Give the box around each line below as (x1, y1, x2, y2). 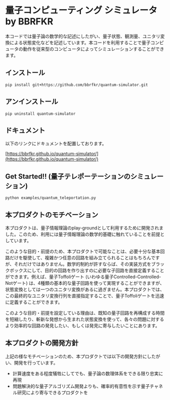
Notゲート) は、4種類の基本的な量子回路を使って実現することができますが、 (5, 280, 164, 286)
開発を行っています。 (14, 359, 58, 365)
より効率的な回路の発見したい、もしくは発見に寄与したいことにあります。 (5, 323, 160, 328)
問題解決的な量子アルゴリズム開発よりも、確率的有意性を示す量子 (12, 383, 150, 389)
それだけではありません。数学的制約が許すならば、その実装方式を (14, 261, 152, 267)
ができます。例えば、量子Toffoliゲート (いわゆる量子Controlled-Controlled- (5, 274, 161, 280)
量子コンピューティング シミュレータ (5, 5, 158, 16)
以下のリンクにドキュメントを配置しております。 (5, 141, 107, 147)
